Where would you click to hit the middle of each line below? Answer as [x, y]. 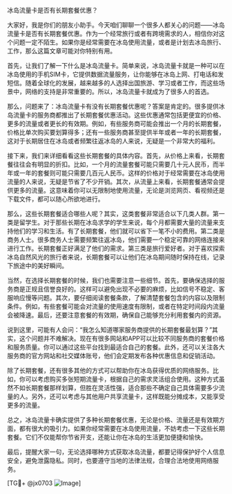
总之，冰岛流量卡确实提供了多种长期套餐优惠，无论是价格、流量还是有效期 [113, 420]
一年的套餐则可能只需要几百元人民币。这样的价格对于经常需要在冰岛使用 [122, 173]
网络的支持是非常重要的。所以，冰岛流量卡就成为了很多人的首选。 [119, 91]
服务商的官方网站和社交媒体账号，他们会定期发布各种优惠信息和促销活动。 [113, 356]
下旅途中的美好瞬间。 [37, 266]
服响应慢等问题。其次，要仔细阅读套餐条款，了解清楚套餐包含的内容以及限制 [116, 298]
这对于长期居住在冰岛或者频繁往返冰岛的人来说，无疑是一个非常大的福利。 [113, 141]
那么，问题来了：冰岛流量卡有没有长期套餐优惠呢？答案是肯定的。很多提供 [113, 106]
